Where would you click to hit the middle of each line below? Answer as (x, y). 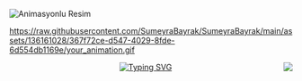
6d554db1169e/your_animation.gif (72, 50)
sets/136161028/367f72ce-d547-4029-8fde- (92, 40)
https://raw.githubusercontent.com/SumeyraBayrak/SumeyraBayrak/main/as (151, 31)
